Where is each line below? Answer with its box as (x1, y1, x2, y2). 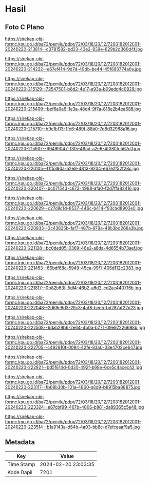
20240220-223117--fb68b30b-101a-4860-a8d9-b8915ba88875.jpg (5, 384, 141, 390)
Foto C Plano (5, 23, 44, 31)
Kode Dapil (7, 469, 33, 476)
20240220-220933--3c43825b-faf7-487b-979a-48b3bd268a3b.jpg (5, 225, 144, 231)
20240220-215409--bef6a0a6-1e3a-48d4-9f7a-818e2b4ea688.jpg (5, 106, 141, 112)
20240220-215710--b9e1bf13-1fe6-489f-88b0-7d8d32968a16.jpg (5, 126, 137, 132)
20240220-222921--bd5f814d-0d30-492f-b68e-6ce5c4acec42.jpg (5, 365, 142, 370)
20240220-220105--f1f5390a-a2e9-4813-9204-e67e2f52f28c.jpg (5, 165, 139, 171)
